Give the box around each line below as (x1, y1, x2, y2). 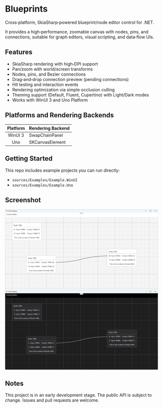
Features (5, 48, 33, 56)
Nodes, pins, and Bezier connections (12, 71, 86, 77)
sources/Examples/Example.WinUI (12, 178, 78, 182)
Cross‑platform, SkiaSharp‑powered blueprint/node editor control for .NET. (5, 19, 154, 25)
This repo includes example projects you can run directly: (5, 167, 120, 173)
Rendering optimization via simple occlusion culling (12, 86, 115, 93)
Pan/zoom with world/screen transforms (12, 66, 93, 72)
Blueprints (5, 3, 48, 15)
